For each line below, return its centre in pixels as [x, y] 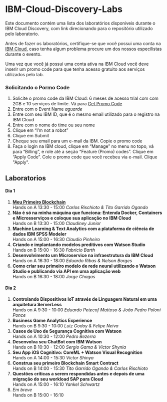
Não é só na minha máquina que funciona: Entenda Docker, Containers [87, 213]
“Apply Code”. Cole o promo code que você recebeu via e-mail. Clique [85, 157]
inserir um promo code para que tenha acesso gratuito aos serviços [75, 69]
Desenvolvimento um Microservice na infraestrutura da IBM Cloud [83, 255]
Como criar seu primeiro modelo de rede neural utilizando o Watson [84, 266]
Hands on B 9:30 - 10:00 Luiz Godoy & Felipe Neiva [65, 326]
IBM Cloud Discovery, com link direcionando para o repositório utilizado [79, 28]
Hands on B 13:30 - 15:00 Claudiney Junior [56, 223]
